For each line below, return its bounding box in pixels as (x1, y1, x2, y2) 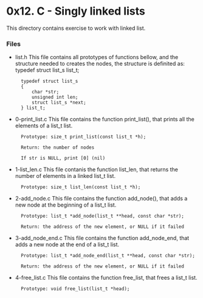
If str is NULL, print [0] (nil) (21, 155, 106, 161)
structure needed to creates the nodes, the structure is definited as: (15, 60, 185, 68)
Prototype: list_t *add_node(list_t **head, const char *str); (21, 213, 184, 219)
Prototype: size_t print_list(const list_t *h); (21, 134, 146, 140)
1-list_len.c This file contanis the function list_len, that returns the (15, 166, 178, 173)
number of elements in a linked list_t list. (15, 172, 116, 180)
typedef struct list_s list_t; (15, 66, 80, 74)
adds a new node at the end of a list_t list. (15, 241, 120, 248)
